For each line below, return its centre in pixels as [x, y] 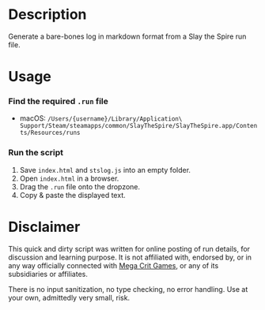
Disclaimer [44, 227]
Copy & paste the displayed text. [72, 195]
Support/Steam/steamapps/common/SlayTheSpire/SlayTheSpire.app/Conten [138, 126]
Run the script [36, 153]
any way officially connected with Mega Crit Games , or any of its [114, 265]
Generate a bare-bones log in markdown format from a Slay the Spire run [127, 36]
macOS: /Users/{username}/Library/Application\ [101, 118]
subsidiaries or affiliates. [48, 274]
